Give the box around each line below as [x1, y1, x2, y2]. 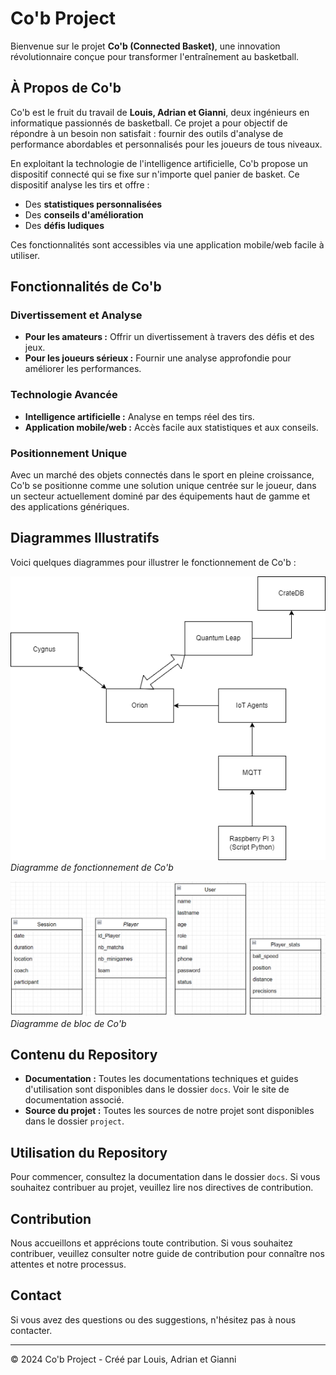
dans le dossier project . [24, 1115, 125, 1127]
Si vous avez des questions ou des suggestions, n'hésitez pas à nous [10, 1313, 297, 1326]
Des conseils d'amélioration [24, 208, 144, 221]
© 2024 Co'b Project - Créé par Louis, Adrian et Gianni [10, 1353, 237, 1365]
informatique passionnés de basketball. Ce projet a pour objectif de [10, 117, 288, 129]
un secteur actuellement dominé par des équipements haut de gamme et [10, 490, 311, 502]
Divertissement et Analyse [10, 308, 143, 322]
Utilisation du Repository [10, 1144, 168, 1161]
